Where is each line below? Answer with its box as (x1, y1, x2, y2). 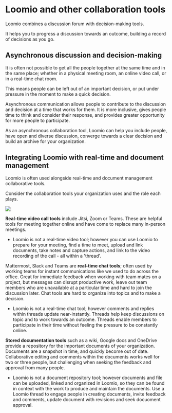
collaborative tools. (5, 180, 46, 186)
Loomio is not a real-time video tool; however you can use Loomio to (12, 236, 158, 242)
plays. (5, 195, 18, 202)
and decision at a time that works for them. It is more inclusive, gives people (5, 106, 166, 113)
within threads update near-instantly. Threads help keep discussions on (12, 311, 164, 317)
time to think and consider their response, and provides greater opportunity (5, 112, 165, 118)
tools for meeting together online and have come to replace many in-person (5, 221, 166, 227)
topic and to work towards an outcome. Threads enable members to (12, 316, 157, 322)
